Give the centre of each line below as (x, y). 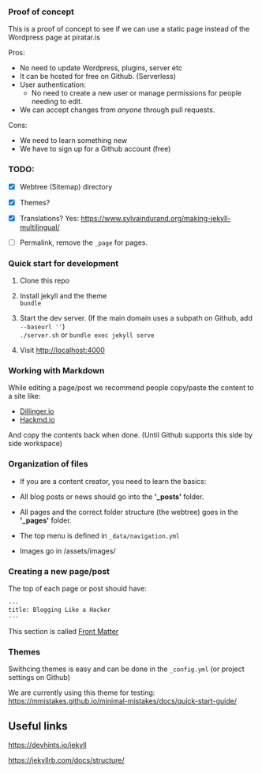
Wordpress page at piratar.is (54, 37)
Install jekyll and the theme (63, 296)
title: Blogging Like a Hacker (60, 610)
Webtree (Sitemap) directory (66, 186)
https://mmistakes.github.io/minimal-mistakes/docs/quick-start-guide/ (122, 701)
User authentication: (53, 84)
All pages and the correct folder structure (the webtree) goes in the (129, 512)
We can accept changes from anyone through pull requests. (117, 110)
